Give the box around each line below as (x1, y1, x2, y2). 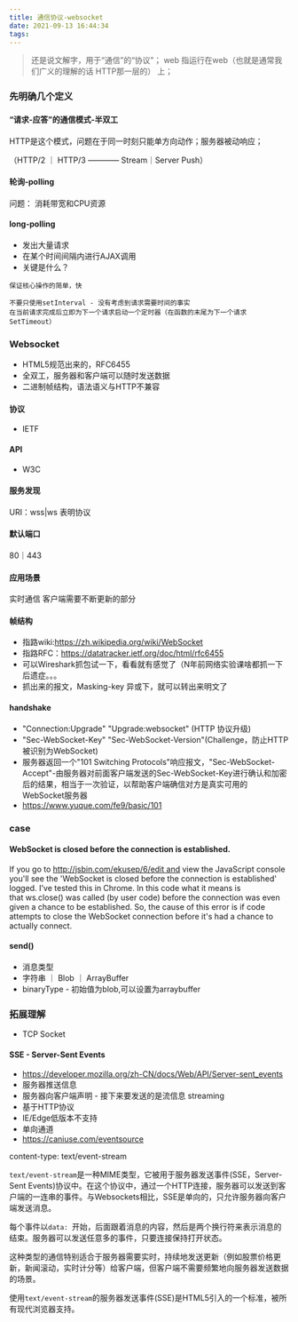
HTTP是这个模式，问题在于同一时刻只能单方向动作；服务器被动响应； (9, 135, 263, 147)
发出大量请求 (21, 239, 69, 250)
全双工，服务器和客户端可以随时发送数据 (21, 370, 170, 381)
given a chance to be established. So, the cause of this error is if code (9, 901, 266, 912)
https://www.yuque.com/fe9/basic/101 (21, 800, 162, 810)
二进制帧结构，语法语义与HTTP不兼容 (21, 381, 161, 392)
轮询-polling (9, 177, 55, 187)
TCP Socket (21, 1029, 67, 1039)
